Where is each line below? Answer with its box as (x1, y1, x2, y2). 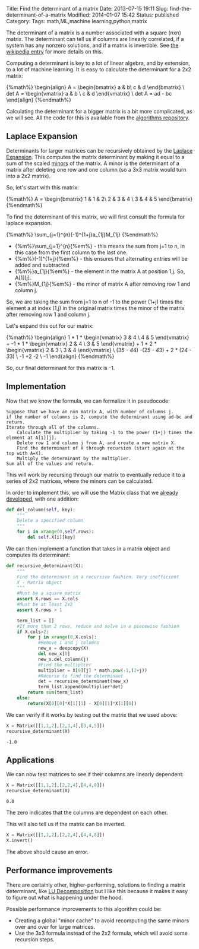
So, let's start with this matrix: (6, 184, 79, 191)
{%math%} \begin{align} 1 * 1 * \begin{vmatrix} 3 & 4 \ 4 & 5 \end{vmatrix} (6, 334, 189, 341)
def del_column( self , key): (6, 507, 76, 513)
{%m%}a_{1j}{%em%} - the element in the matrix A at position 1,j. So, (14, 267, 185, 275)
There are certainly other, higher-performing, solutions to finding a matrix (6, 881, 186, 888)
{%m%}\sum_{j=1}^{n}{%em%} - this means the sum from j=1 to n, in (14, 242, 185, 249)
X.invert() (6, 837, 33, 843)
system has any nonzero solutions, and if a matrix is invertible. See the (6, 42, 179, 49)
